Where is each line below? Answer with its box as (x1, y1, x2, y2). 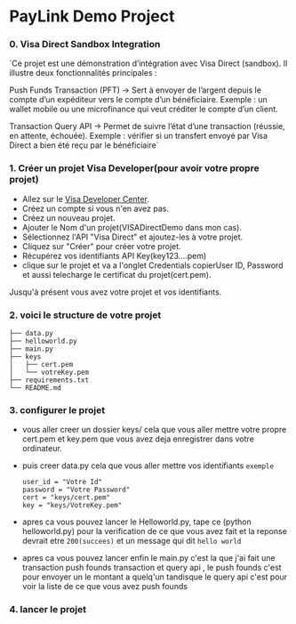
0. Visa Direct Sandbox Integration (9, 38, 161, 51)
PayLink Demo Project (9, 6, 175, 27)
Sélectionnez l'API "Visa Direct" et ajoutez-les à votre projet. (21, 231, 244, 242)
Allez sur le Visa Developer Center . (21, 193, 149, 204)
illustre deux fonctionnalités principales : (9, 68, 157, 78)
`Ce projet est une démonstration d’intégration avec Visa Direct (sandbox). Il (9, 58, 288, 69)
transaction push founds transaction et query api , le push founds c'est (21, 563, 282, 573)
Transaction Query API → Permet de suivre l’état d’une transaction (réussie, (9, 121, 286, 132)
